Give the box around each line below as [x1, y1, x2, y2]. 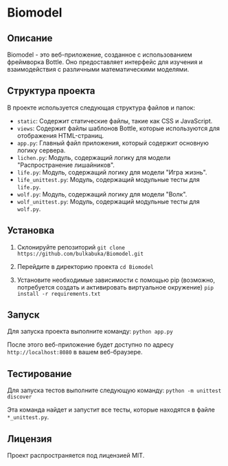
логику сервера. [16, 146, 66, 154]
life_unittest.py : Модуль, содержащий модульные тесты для [16, 175, 201, 183]
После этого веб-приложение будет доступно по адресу [7, 341, 174, 349]
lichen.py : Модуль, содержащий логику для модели [16, 153, 171, 161]
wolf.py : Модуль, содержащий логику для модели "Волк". [16, 190, 187, 198]
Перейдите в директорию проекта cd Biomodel [16, 262, 154, 270]
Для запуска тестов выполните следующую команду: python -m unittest [7, 386, 222, 394]
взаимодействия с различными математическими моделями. [7, 65, 190, 73]
